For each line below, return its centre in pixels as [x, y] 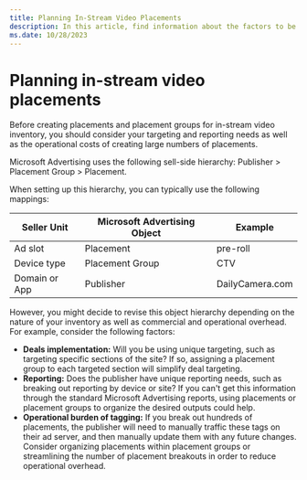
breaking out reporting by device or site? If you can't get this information [159, 389]
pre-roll [233, 249]
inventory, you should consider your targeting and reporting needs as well [148, 134]
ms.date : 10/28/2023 [49, 35]
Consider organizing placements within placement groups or [137, 447]
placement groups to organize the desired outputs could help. [139, 408]
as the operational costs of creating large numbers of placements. [134, 144]
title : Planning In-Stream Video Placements [95, 18]
